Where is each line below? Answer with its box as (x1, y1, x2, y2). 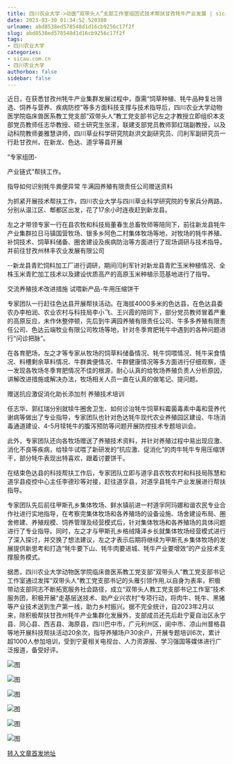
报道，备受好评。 (12, 646, 62, 654)
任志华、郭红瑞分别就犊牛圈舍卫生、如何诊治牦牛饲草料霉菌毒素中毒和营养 (7, 404, 220, 413)
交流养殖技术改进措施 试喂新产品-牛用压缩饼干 (7, 285, 140, 293)
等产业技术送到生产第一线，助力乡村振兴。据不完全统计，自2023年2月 (7, 602, 209, 611)
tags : (7, 36, 23, 43)
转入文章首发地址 (7, 749, 56, 758)
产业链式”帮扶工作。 (7, 167, 65, 176)
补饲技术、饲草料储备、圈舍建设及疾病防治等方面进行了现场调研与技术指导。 (7, 238, 226, 247)
